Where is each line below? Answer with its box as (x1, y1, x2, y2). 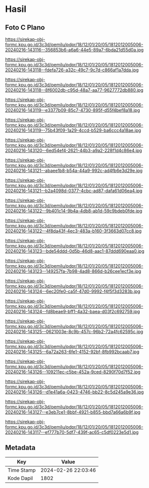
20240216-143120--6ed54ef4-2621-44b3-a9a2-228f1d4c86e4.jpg (5, 148, 142, 153)
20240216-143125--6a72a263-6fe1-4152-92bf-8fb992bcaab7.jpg (5, 349, 140, 355)
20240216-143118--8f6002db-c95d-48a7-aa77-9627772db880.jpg (5, 87, 144, 93)
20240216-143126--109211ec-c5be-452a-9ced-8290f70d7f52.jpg (5, 369, 141, 375)
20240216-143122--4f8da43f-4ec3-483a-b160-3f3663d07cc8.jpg (5, 228, 142, 234)
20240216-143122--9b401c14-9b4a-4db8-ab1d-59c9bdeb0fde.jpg (5, 208, 143, 214)
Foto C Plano (5, 23, 45, 32)
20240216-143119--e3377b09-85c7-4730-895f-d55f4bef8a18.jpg (5, 108, 140, 113)
